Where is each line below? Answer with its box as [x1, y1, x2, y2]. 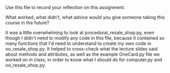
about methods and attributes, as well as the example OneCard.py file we [5, 51, 160, 57]
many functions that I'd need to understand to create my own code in [5, 40, 152, 46]
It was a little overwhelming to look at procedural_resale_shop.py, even [5, 30, 155, 35]
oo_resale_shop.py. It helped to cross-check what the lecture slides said [5, 46, 158, 52]
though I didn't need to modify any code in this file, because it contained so [5, 35, 165, 41]
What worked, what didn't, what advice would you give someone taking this [5, 14, 165, 20]
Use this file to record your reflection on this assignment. [5, 5, 125, 10]
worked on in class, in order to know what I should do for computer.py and [5, 57, 162, 63]
